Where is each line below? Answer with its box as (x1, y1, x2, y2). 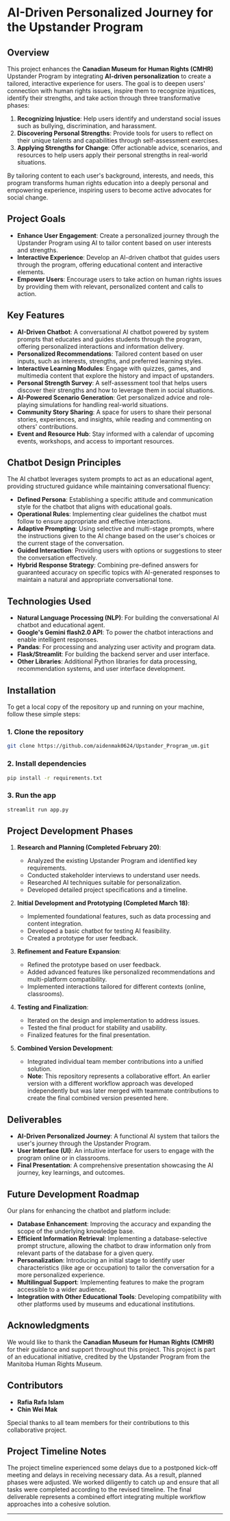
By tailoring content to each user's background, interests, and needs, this (7, 171, 214, 180)
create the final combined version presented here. (27, 1094, 169, 1102)
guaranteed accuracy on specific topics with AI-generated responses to (16, 568, 220, 576)
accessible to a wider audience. (16, 1285, 107, 1293)
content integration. (27, 920, 84, 928)
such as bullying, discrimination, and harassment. (16, 122, 157, 130)
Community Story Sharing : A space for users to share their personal (16, 408, 212, 416)
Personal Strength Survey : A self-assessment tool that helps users (16, 378, 207, 387)
